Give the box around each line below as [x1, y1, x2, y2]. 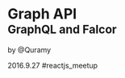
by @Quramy [7, 45, 52, 55]
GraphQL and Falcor [7, 22, 118, 37]
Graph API [7, 5, 77, 23]
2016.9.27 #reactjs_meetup [7, 60, 98, 70]
